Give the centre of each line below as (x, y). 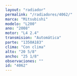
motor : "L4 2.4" (22, 33)
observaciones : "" (24, 61)
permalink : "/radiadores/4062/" (39, 14)
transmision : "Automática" (33, 38)
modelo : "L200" (21, 24)
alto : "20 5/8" (21, 51)
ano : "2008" (17, 28)
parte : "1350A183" (24, 42)
